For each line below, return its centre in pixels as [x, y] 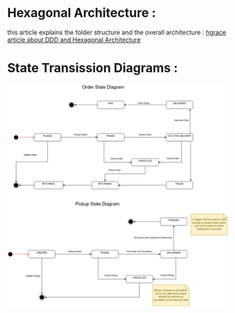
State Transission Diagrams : [93, 68]
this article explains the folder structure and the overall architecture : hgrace [117, 32]
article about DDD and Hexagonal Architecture [74, 39]
